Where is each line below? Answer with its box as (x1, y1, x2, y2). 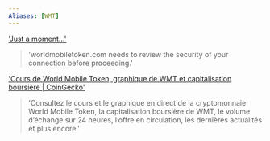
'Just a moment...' (8, 34, 67, 44)
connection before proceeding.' (27, 58, 133, 68)
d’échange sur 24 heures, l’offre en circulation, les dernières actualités (27, 114, 263, 125)
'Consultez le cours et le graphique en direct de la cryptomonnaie (27, 97, 247, 107)
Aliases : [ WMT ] (8, 11, 60, 20)
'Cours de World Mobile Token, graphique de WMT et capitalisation (8, 73, 232, 83)
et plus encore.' (27, 123, 81, 133)
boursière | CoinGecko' (8, 82, 85, 92)
